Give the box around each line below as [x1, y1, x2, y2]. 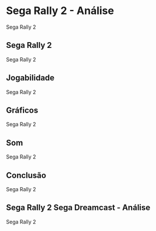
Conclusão [6, 170, 47, 180]
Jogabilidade [6, 73, 55, 83]
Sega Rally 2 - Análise [6, 4, 115, 18]
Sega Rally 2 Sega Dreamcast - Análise [6, 203, 151, 213]
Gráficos [6, 105, 39, 115]
